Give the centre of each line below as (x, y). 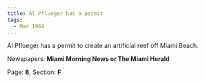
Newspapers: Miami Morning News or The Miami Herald (89, 59)
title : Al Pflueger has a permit (55, 13)
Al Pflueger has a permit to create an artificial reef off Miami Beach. (103, 46)
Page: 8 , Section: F (34, 72)
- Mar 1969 (29, 26)
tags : (15, 20)
